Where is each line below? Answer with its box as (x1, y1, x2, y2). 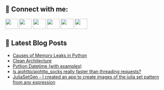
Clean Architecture (12, 58, 52, 64)
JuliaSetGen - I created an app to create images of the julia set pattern (12, 74, 159, 80)
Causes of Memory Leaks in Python (12, 52, 87, 58)
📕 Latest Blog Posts (5, 39, 67, 48)
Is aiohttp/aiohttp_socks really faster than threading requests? (12, 68, 141, 74)
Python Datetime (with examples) (12, 63, 82, 69)
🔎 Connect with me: (5, 5, 68, 14)
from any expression (12, 79, 56, 85)
